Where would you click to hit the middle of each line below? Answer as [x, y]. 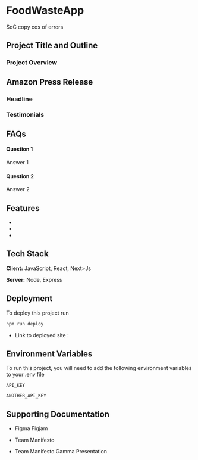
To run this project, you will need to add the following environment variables [99, 368]
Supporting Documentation [58, 414]
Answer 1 [17, 163]
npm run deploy [25, 324]
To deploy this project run [38, 313]
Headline [19, 99]
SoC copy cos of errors [35, 27]
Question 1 [20, 149]
